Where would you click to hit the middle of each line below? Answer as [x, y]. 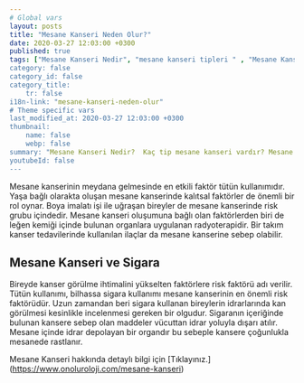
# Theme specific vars [52, 110]
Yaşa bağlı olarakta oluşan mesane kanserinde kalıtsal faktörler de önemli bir [152, 196]
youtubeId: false [42, 160]
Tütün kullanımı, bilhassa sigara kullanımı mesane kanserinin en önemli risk [148, 294]
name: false [48, 135]
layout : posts [36, 26]
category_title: [40, 85]
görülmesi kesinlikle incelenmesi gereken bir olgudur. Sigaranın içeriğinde [147, 313]
